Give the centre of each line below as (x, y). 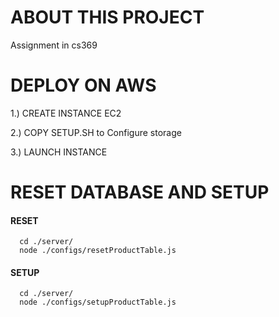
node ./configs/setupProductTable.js (98, 302)
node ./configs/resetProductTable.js (98, 251)
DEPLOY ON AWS (83, 85)
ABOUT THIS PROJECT (107, 17)
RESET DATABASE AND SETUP (140, 192)
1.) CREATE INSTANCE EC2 (66, 113)
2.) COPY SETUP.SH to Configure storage (96, 132)
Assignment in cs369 (54, 45)
